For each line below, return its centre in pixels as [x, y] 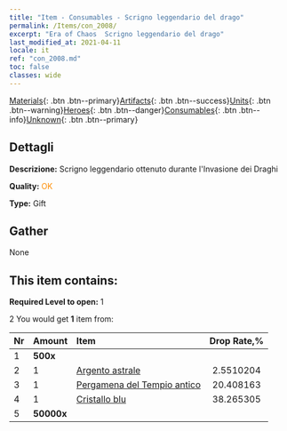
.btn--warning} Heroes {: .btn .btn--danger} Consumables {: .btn [123, 110]
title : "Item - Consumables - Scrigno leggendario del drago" [127, 17]
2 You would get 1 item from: [61, 319]
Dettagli [32, 148]
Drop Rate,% [236, 341]
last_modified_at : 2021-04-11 [65, 42]
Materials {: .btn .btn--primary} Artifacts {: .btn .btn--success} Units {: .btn [140, 100]
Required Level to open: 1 [56, 302]
